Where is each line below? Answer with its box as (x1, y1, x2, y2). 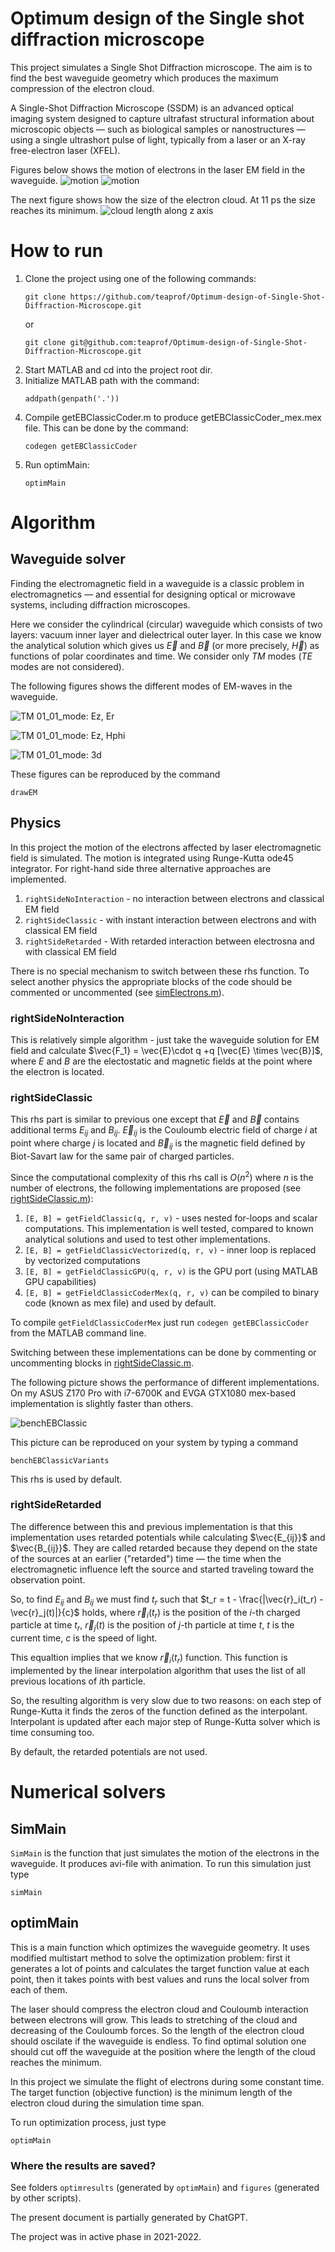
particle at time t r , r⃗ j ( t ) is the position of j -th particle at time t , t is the (10, 1619, 295, 1634)
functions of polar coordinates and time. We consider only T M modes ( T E (10, 650, 313, 662)
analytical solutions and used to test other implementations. (24, 1233, 271, 1245)
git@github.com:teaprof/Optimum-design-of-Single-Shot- (69, 337, 308, 347)
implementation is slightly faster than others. (10, 1397, 194, 1409)
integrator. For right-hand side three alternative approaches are (10, 862, 272, 874)
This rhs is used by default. (10, 1473, 123, 1485)
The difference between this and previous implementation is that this (10, 1520, 293, 1532)
